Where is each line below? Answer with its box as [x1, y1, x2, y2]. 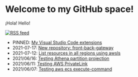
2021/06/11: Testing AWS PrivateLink [12, 60, 88, 66]
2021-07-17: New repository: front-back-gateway [12, 44, 114, 50]
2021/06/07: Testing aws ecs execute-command [12, 66, 112, 72]
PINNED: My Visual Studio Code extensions [12, 39, 102, 45]
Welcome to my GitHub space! [5, 3, 134, 15]
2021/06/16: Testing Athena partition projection [12, 55, 109, 61]
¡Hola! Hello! [5, 20, 30, 26]
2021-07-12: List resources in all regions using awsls [12, 50, 121, 56]
